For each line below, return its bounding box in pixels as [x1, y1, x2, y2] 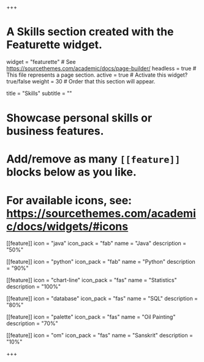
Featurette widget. [6, 38, 103, 52]
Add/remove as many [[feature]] [6, 152, 181, 166]
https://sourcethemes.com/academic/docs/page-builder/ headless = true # [6, 64, 197, 72]
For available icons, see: [6, 193, 132, 207]
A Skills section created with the [6, 25, 174, 39]
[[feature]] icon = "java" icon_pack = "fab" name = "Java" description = [6, 240, 187, 247]
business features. [6, 124, 104, 138]
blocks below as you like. [6, 165, 137, 179]
